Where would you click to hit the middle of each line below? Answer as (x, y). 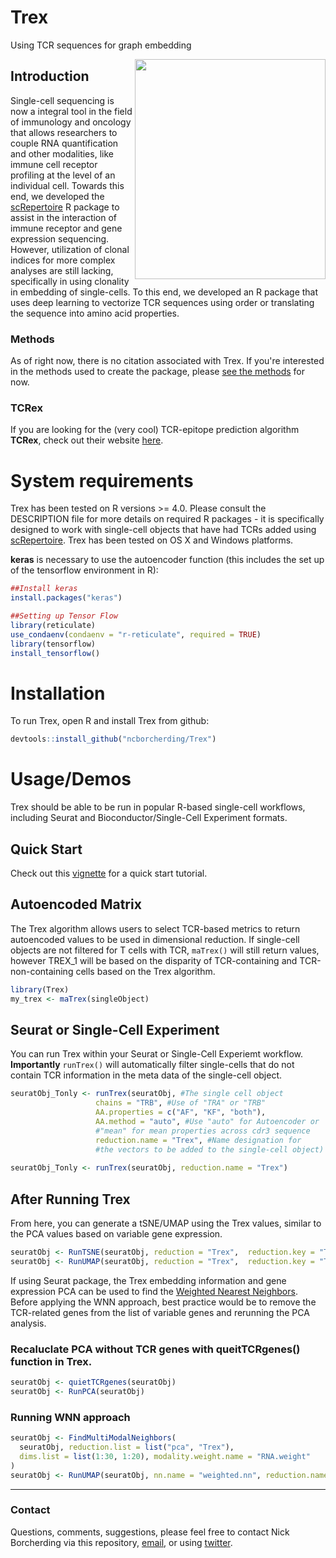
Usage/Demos (71, 779)
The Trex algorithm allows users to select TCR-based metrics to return (155, 928)
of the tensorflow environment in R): (84, 570)
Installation (58, 693)
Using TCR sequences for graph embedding (101, 45)
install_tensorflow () (55, 653)
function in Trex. (51, 1361)
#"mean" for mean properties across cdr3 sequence (203, 1131)
